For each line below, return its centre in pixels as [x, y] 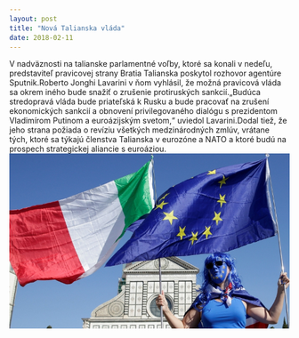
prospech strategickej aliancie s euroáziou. [88, 149]
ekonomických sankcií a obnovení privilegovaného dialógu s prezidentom [143, 111]
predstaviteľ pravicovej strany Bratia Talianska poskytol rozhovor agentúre [145, 73]
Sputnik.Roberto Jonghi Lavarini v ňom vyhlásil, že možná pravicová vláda [145, 83]
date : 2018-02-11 [41, 37]
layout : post [33, 19]
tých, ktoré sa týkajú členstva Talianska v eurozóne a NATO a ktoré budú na [148, 140]
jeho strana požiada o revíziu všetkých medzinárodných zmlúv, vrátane [139, 130]
